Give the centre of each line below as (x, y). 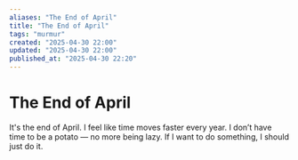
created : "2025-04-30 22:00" (63, 42)
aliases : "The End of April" (63, 17)
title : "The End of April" (59, 26)
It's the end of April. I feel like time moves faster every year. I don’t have (141, 127)
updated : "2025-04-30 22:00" (63, 51)
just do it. (26, 146)
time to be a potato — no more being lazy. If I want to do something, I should (149, 136)
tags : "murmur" (37, 34)
